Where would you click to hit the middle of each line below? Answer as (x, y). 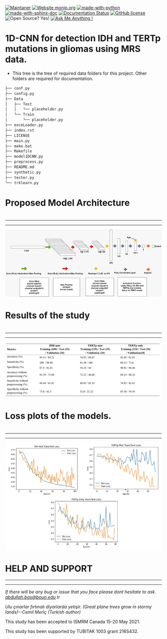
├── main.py (17, 141)
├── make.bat (19, 146)
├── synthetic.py (23, 172)
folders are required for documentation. (53, 78)
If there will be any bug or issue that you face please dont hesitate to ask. (81, 592)
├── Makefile (19, 151)
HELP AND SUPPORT (49, 569)
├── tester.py (20, 177)
